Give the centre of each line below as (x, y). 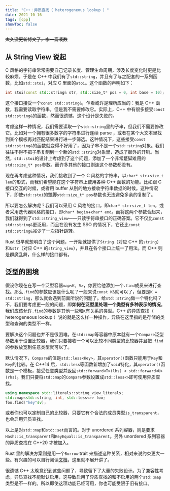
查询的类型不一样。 (34, 323)
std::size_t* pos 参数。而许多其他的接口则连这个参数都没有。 (70, 165)
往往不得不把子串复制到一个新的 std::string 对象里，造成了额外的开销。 (80, 152)
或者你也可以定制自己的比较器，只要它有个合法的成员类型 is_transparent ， (83, 413)
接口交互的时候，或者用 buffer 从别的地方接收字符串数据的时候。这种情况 (82, 188)
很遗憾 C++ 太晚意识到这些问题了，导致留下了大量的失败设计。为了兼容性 (82, 471)
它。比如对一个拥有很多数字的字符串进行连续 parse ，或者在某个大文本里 (81, 132)
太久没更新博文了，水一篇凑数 (36, 39)
